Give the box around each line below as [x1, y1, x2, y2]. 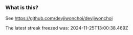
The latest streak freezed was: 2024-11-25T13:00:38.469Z [5, 25, 128, 31]
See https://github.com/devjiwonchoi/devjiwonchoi [5, 15, 113, 21]
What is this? [5, 4, 38, 11]
